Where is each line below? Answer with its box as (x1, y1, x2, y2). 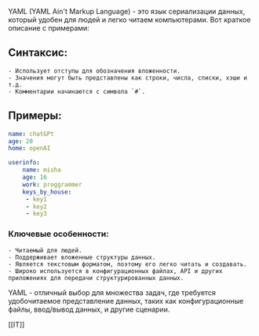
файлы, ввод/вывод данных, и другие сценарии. (8, 305, 170, 314)
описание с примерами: (8, 24, 90, 32)
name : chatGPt (8, 130, 55, 138)
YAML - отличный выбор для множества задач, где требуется (8, 287, 216, 297)
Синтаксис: (8, 46, 68, 60)
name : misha (22, 166, 61, 174)
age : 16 (22, 173, 47, 181)
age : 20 (8, 137, 34, 145)
